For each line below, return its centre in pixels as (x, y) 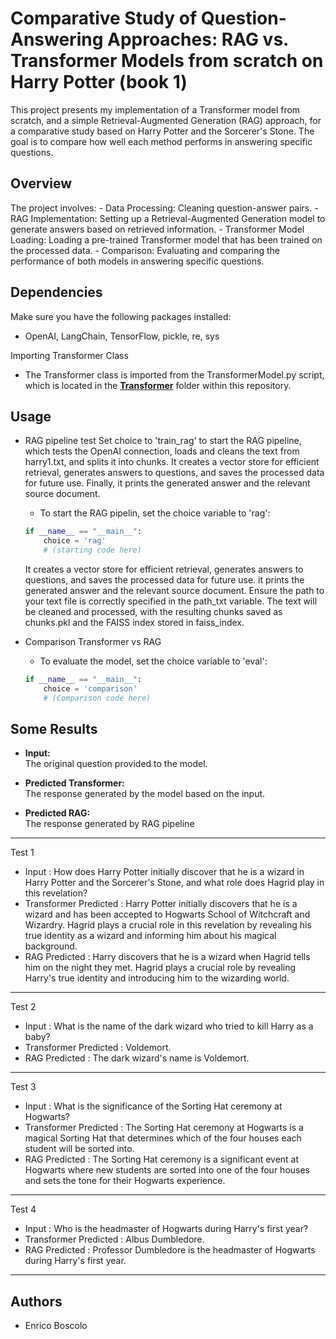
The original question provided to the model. (116, 764)
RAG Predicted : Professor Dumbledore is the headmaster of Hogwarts (170, 1250)
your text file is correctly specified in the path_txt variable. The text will (171, 601)
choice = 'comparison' (90, 688)
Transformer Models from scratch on (167, 61)
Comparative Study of (104, 18)
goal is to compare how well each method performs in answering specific (161, 141)
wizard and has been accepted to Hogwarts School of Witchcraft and (167, 914)
